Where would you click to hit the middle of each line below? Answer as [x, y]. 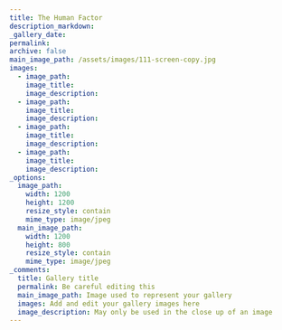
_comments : [30, 270]
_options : [28, 177]
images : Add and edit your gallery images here [109, 304]
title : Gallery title [58, 278]
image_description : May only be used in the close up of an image [145, 312]
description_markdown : [52, 26]
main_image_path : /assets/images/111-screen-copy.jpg [113, 60]
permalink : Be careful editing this [86, 287]
